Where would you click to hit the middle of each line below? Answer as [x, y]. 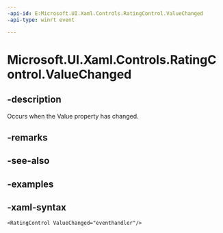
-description [34, 100]
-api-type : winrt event [41, 20]
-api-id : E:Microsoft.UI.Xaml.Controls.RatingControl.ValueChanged [105, 13]
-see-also [28, 161]
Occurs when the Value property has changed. [73, 116]
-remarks [27, 137]
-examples [30, 184]
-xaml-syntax [37, 207]
